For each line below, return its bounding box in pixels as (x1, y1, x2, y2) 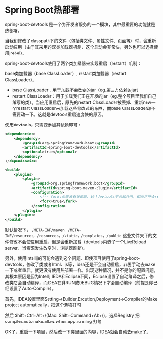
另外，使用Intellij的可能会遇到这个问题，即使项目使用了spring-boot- (5, 255, 140, 261)
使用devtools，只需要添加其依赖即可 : (5, 122, 80, 127)
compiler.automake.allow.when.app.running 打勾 (5, 318, 102, 324)
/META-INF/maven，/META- (31, 227, 81, 232)
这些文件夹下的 (122, 232, 153, 238)
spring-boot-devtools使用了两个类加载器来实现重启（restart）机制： (5, 60, 142, 66)
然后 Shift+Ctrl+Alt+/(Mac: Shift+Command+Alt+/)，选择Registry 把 (5, 312, 140, 318)
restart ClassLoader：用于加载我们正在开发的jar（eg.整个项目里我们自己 (12, 93, 157, 99)
